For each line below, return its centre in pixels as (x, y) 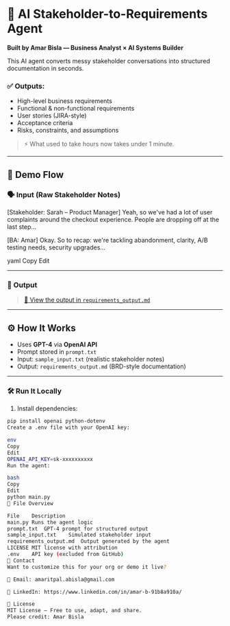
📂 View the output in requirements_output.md (87, 300)
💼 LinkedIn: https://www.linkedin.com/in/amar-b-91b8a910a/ (95, 592)
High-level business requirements (65, 101)
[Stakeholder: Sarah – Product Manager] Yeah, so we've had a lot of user (110, 212)
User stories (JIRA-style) (52, 115)
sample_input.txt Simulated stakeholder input (79, 535)
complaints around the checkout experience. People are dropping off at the (113, 219)
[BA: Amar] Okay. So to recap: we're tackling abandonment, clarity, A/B (107, 240)
